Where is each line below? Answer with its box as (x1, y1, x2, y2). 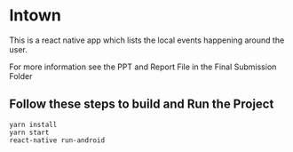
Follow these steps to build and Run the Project (9, 97, 274, 112)
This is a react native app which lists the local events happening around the (9, 35, 285, 45)
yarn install (9, 120, 58, 129)
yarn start (9, 128, 50, 137)
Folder (9, 70, 33, 81)
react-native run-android (9, 135, 105, 145)
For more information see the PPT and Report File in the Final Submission (9, 61, 277, 72)
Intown (9, 5, 62, 26)
